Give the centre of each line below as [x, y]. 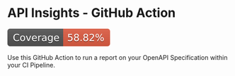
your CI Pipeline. [31, 65]
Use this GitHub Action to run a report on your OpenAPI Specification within [117, 57]
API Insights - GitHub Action [92, 13]
